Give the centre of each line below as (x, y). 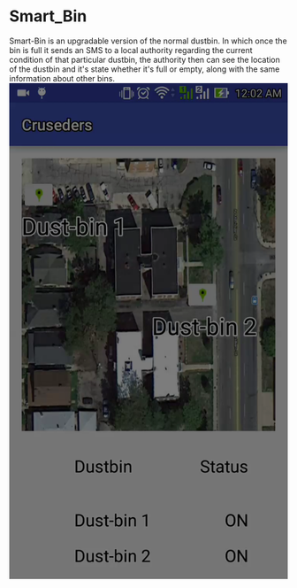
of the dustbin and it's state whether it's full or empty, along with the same (145, 69)
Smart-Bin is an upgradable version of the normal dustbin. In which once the (148, 41)
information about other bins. (62, 78)
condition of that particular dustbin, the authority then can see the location (145, 59)
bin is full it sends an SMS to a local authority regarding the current (131, 50)
